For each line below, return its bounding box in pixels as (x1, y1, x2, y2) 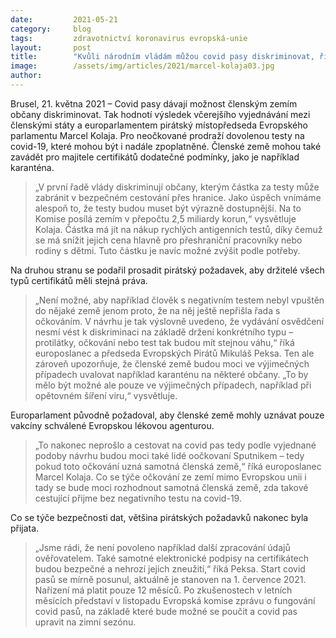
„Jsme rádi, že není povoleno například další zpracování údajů (34, 541, 291, 553)
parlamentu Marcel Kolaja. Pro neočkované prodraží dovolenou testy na (10, 129, 305, 141)
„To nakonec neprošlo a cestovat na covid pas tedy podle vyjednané (34, 439, 317, 451)
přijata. (10, 522, 40, 534)
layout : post (10, 42, 92, 53)
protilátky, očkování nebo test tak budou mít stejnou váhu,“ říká (34, 336, 295, 348)
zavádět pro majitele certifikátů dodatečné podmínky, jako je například (10, 151, 300, 163)
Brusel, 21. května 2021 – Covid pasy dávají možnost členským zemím (10, 97, 298, 110)
